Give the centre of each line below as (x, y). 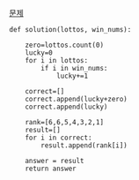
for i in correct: (59, 138)
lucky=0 (39, 53)
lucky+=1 (72, 76)
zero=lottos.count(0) (64, 45)
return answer (51, 169)
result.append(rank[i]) (84, 146)
